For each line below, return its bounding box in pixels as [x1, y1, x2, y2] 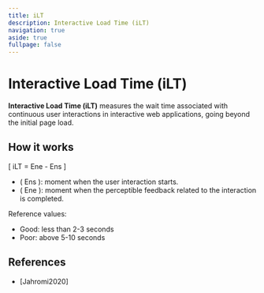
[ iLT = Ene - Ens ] [8, 161, 67, 171]
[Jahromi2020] [19, 276, 69, 286]
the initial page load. [8, 118, 74, 127]
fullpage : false [8, 41, 61, 49]
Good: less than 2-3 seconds [19, 224, 114, 234]
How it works [8, 141, 74, 154]
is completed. [19, 193, 65, 203]
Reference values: [8, 208, 67, 218]
